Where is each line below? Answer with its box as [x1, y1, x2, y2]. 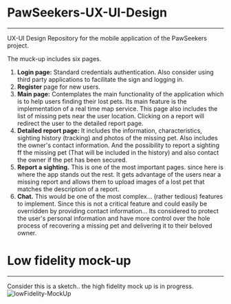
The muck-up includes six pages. [7, 54, 102, 63]
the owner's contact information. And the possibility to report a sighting [16, 141, 220, 149]
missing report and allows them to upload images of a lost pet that [16, 177, 205, 186]
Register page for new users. [16, 83, 101, 91]
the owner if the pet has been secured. [16, 155, 127, 164]
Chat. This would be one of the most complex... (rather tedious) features [16, 192, 223, 200]
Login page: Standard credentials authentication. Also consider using [16, 67, 214, 76]
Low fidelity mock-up [7, 253, 131, 269]
